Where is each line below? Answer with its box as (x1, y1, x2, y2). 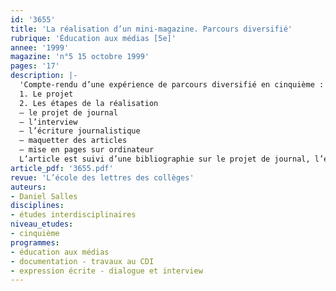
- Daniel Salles (10, 191, 78, 201)
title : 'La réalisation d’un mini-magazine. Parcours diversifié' (10, 24, 293, 34)
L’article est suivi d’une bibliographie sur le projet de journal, (19, 154, 311, 164)
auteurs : (10, 182, 47, 192)
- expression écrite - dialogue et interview (10, 266, 203, 276)
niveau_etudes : (10, 219, 74, 230)
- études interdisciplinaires (10, 210, 137, 220)
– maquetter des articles (19, 136, 128, 146)
